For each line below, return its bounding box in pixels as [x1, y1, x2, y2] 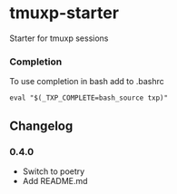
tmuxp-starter [9, 3, 120, 24]
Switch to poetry [22, 166, 85, 177]
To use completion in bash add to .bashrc [9, 76, 165, 87]
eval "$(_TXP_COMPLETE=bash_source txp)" [9, 93, 169, 102]
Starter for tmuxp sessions [9, 33, 109, 44]
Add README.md [22, 175, 88, 186]
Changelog [9, 118, 74, 133]
